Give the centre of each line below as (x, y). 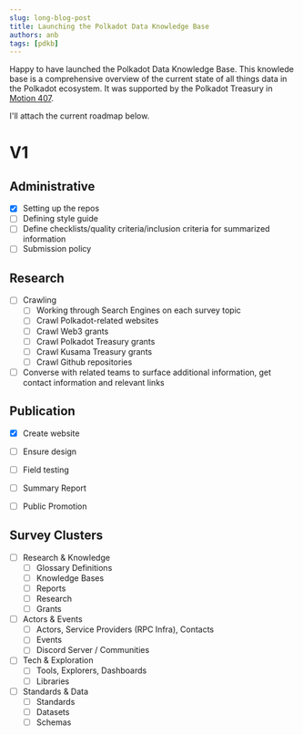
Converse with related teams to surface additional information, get (146, 372)
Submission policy (57, 249)
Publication (42, 411)
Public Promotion (55, 506)
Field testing (46, 470)
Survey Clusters (56, 536)
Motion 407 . (32, 98)
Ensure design (50, 451)
